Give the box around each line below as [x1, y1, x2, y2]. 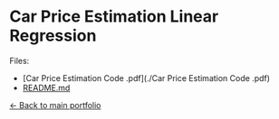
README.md [22, 82, 71, 93]
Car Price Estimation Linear [9, 6, 219, 27]
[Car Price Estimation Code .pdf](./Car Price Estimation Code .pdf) [22, 72, 270, 83]
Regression [9, 25, 97, 46]
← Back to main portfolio [9, 99, 101, 110]
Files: [9, 55, 30, 66]
